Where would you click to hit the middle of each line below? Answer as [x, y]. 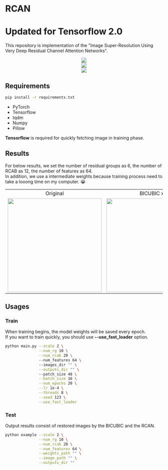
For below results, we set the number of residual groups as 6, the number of [83, 165]
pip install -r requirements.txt [40, 97]
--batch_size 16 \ [58, 379]
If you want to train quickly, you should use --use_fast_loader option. [77, 337]
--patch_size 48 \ [58, 374]
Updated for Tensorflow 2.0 [64, 32]
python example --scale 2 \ [34, 435]
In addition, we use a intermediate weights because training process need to [84, 176]
